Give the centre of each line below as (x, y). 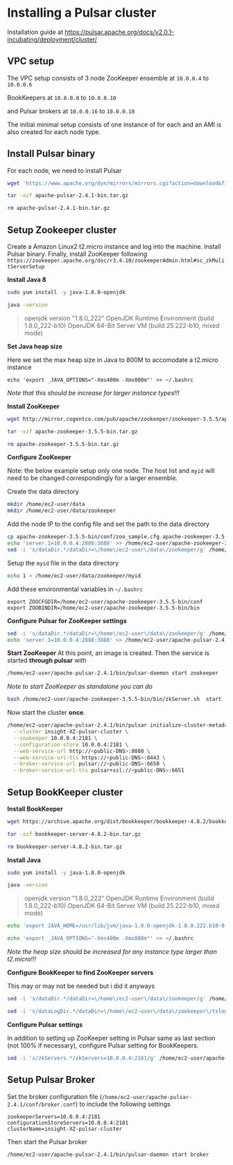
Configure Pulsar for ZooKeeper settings (67, 620)
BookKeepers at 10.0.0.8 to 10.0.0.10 (62, 97)
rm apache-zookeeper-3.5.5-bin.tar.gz (63, 444)
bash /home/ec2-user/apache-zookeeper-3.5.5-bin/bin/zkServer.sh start (114, 700)
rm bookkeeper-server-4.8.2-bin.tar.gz (65, 846)
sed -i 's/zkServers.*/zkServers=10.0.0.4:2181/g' (82, 1058)
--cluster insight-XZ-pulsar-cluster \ (71, 732)
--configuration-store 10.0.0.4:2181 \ (71, 745)
